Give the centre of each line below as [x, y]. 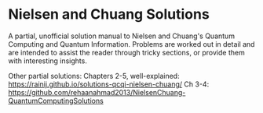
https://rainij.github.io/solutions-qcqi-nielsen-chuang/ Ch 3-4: [109, 84]
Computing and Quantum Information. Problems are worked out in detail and [131, 44]
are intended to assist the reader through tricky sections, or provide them [126, 52]
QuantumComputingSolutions [56, 101]
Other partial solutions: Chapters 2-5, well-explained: [94, 76]
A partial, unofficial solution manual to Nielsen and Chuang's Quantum [122, 36]
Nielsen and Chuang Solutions [109, 14]
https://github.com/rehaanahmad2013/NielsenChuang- [97, 92]
